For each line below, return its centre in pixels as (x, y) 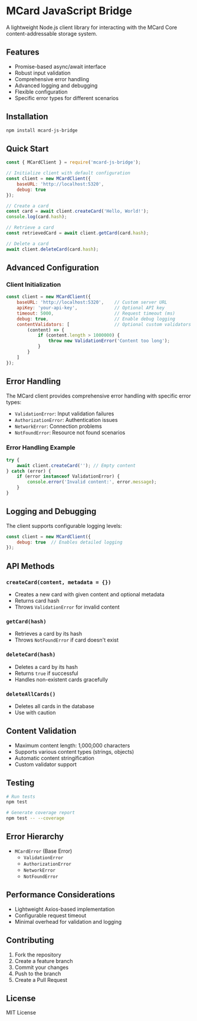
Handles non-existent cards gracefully (61, 679)
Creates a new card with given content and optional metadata (90, 594)
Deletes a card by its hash (46, 667)
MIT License (21, 1013)
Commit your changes (42, 967)
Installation (27, 117)
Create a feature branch (44, 961)
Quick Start (27, 148)
